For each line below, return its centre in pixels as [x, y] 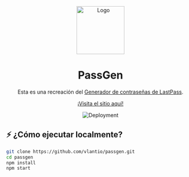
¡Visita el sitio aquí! [100, 103]
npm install [21, 163]
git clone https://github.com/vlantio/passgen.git [71, 151]
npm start [19, 168]
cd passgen [20, 157]
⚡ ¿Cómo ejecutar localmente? [64, 135]
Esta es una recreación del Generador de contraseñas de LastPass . [100, 92]
